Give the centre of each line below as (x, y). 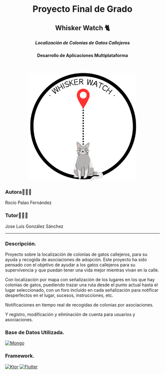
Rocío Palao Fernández (28, 203)
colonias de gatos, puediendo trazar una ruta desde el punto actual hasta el (82, 285)
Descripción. (21, 243)
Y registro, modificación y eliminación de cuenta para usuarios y (70, 314)
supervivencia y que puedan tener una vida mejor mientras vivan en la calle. (82, 270)
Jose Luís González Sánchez (34, 226)
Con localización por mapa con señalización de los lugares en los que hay (80, 280)
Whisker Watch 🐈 (82, 28)
